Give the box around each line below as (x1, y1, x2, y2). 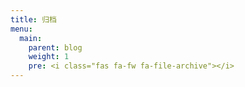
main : (19, 33, 43, 43)
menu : (10, 24, 33, 34)
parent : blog (28, 42, 83, 53)
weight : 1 (28, 52, 70, 62)
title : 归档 (10, 14, 57, 25)
